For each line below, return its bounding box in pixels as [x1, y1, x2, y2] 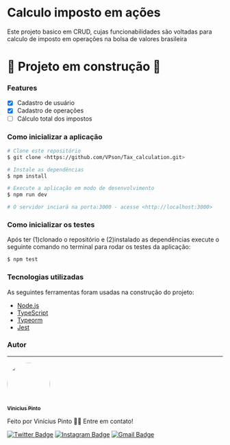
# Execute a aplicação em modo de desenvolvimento [7, 185, 155, 192]
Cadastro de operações [16, 106, 84, 115]
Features [7, 84, 38, 93]
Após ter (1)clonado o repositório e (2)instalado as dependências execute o [7, 235, 220, 244]
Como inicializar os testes [7, 219, 95, 229]
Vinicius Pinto [7, 405, 41, 412]
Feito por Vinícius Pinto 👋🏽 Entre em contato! [7, 417, 133, 425]
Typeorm [16, 315, 43, 324]
